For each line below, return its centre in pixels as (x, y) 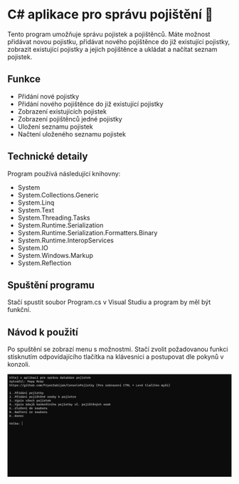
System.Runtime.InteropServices (66, 240)
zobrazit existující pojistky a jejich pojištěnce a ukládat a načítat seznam (112, 49)
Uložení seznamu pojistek (55, 127)
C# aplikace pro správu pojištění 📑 (110, 15)
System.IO (33, 247)
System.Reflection (44, 263)
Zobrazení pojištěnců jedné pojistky (70, 119)
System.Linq (36, 203)
